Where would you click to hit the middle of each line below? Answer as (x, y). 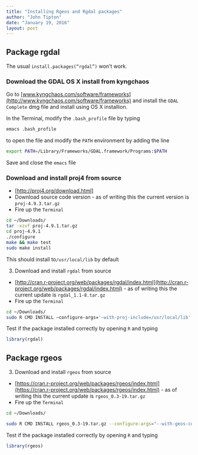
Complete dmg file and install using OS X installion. (67, 107)
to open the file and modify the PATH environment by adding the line (88, 141)
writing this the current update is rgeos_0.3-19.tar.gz (80, 396)
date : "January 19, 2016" (38, 22)
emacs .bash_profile (32, 129)
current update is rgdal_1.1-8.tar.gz (60, 295)
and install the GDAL (155, 100)
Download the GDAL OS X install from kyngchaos (77, 82)
